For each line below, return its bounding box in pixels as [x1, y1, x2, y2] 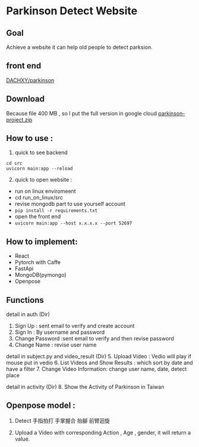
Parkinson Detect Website [6, 4, 138, 18]
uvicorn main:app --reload [6, 165, 73, 172]
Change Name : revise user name [14, 341, 97, 349]
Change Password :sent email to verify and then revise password [14, 335, 174, 342]
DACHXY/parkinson [6, 76, 55, 84]
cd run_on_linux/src [14, 194, 64, 201]
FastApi [14, 265, 34, 272]
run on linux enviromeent [14, 187, 76, 195]
